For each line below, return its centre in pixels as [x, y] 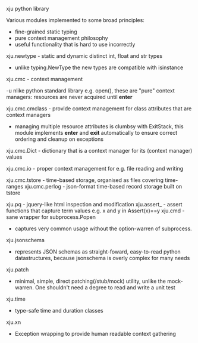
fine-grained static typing [46, 32]
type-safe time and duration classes [59, 310]
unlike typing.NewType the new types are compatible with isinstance [99, 67]
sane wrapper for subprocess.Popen [51, 217]
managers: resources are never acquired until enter [69, 97]
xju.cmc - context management [45, 79]
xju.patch [18, 270]
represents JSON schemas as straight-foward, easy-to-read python [98, 252]
